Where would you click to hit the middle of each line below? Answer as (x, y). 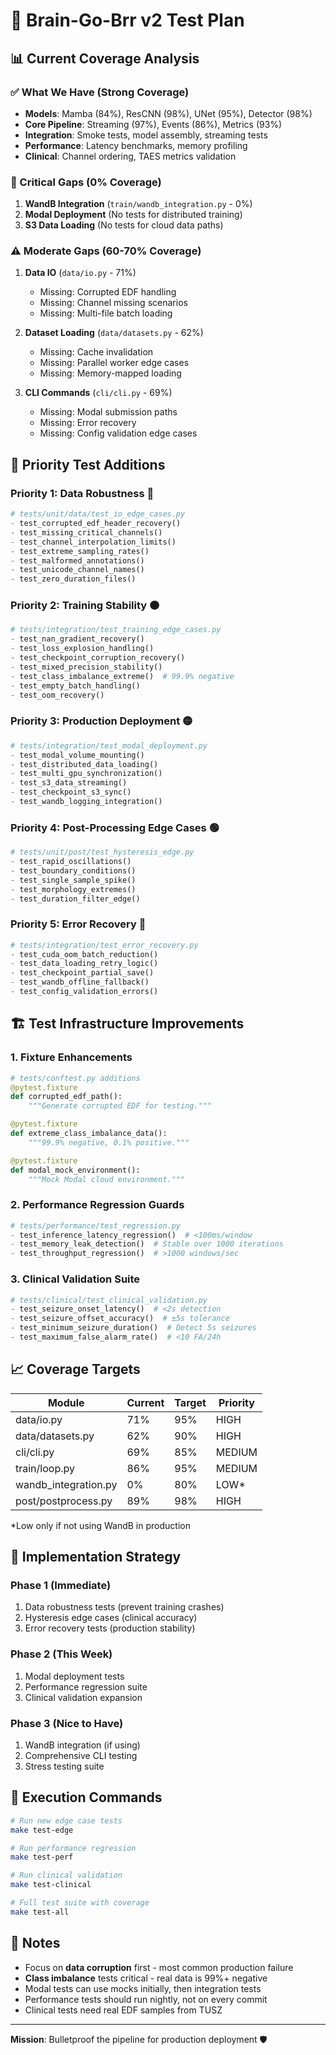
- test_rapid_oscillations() (71, 862)
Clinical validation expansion (83, 1697)
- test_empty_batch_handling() (75, 685)
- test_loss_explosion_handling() (82, 649)
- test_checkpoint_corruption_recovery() (98, 658)
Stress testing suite (64, 1766)
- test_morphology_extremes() (73, 889)
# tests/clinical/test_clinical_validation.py (109, 1300)
